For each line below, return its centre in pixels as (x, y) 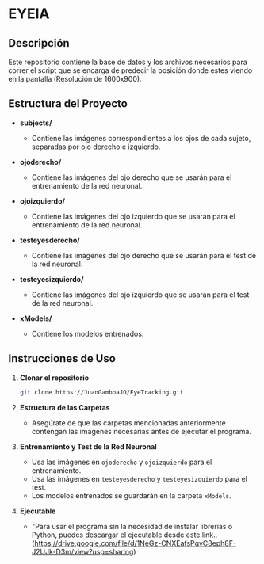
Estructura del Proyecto (68, 104)
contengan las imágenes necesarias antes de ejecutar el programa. (142, 431)
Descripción (39, 43)
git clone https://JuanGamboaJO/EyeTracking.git (101, 392)
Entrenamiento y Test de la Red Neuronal (88, 446)
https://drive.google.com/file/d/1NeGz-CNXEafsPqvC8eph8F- (135, 543)
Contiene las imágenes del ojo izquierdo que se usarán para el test (140, 295)
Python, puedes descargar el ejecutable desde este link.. (124, 535)
